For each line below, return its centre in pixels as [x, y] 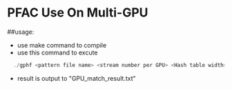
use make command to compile [62, 45]
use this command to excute [57, 52]
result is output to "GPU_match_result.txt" [76, 78]
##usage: [21, 32]
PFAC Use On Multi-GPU [78, 13]
